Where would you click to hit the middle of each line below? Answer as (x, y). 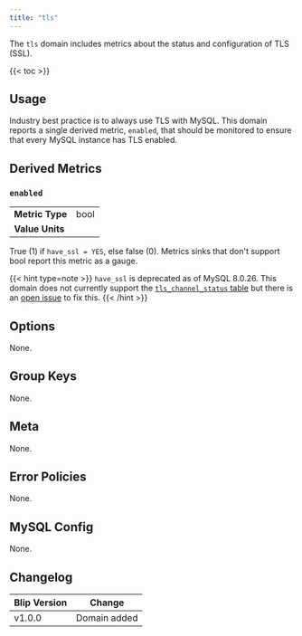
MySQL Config (52, 527)
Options (33, 326)
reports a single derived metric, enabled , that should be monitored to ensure (151, 130)
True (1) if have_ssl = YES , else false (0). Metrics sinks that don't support (145, 252)
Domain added (107, 618)
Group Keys (43, 376)
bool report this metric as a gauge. (74, 261)
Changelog (41, 577)
